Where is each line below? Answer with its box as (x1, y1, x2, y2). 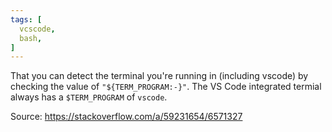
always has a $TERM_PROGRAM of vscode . (10, 91, 168, 103)
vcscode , (19, 24, 56, 34)
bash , (19, 33, 43, 43)
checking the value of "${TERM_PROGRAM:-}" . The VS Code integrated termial (10, 81, 322, 93)
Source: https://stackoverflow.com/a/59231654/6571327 (10, 111, 243, 123)
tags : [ (10, 14, 43, 25)
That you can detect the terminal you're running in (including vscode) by (10, 70, 309, 82)
